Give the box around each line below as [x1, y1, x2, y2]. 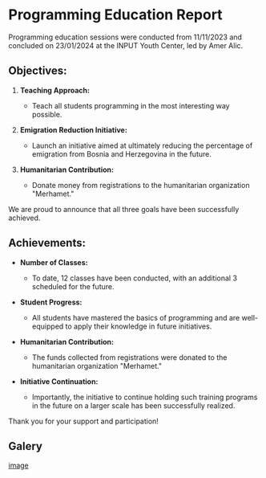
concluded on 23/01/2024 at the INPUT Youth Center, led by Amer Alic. [8, 40, 244, 50]
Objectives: [8, 64, 67, 78]
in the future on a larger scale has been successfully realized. [31, 400, 236, 411]
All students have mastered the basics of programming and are [31, 313, 240, 322]
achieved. [8, 213, 41, 223]
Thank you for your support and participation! [8, 416, 159, 426]
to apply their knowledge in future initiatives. [65, 321, 212, 331]
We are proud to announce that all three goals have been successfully [8, 204, 240, 214]
